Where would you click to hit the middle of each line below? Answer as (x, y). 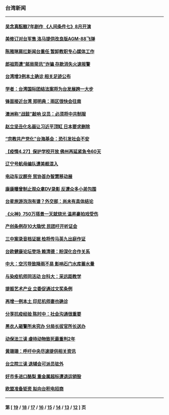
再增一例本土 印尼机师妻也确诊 (37, 301)
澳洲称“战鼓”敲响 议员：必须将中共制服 (46, 114)
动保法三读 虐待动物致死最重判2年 (40, 339)
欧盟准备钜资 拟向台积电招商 (34, 389)
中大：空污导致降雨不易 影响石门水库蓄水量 (50, 264)
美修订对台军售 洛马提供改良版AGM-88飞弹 (50, 39)
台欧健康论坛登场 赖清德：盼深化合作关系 (48, 251)
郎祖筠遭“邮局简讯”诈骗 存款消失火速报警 (48, 64)
